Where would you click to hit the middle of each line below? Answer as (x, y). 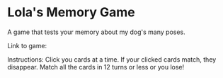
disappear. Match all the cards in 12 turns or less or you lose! (96, 67)
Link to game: (27, 45)
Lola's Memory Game (72, 12)
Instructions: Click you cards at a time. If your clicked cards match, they (112, 59)
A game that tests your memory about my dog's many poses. (96, 32)
